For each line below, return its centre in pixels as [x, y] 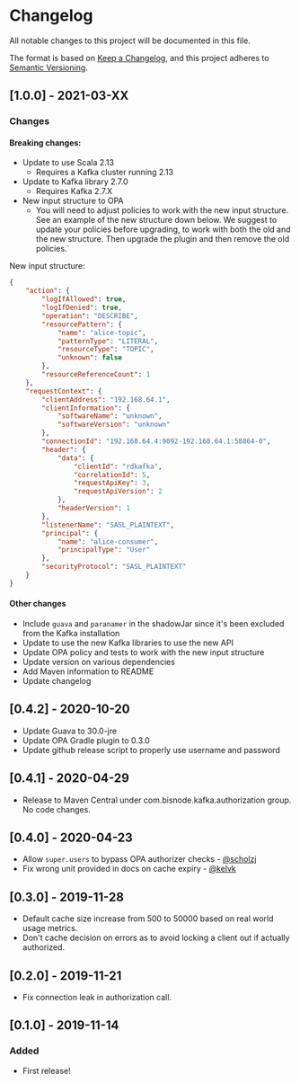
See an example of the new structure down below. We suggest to [156, 220]
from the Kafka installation [71, 634]
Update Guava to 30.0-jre [70, 731]
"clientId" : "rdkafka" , [118, 466]
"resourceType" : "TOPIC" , [106, 350]
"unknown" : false [90, 358]
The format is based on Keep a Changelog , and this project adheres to [139, 58]
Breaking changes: [45, 142]
